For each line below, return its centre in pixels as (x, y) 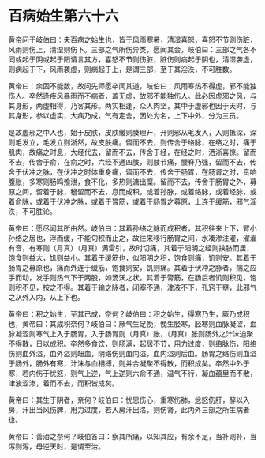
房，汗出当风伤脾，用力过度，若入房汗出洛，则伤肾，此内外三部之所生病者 (129, 409)
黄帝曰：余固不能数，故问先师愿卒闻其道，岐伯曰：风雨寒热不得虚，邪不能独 (132, 86)
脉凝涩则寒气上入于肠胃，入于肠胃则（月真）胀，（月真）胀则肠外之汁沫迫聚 (131, 333)
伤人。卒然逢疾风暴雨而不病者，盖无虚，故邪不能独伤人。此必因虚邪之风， (129, 96)
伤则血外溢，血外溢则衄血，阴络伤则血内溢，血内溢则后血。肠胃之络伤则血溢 (132, 353)
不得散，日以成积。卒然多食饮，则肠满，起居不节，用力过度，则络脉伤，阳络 (132, 343)
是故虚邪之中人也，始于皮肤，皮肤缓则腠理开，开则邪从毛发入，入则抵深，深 (132, 132)
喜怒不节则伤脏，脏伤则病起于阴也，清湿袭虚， (181, 59)
